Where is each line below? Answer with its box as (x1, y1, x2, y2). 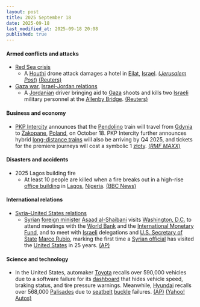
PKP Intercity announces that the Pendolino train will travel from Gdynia (14, 123, 193, 130)
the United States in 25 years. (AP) (23, 241, 110, 248)
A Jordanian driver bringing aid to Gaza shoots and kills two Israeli (23, 89, 189, 97)
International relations (6, 196, 63, 203)
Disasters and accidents (6, 156, 69, 163)
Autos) (14, 294, 32, 302)
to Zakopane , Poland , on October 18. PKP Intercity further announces (14, 129, 187, 137)
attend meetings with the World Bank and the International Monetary (23, 222, 194, 230)
